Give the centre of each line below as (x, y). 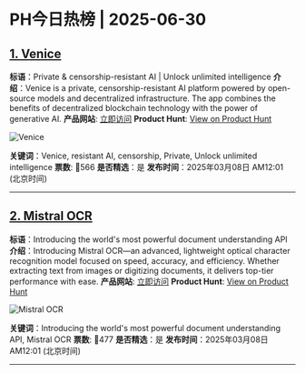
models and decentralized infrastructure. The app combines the (157, 98)
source (23, 98)
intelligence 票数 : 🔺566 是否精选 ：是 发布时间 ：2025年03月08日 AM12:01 (147, 167)
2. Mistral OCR (51, 216)
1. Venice (35, 53)
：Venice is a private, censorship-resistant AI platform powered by (142, 88)
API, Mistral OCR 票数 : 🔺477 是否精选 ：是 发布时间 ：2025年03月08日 (139, 339)
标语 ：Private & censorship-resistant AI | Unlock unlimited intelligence (140, 76)
